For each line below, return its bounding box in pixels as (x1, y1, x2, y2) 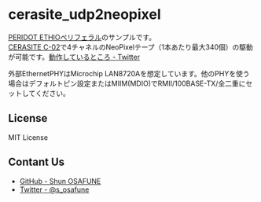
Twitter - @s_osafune (19, 185, 90, 194)
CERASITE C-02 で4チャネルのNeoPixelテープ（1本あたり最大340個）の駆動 (8, 42, 254, 52)
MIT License (8, 132, 49, 142)
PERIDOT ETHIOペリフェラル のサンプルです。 (8, 32, 156, 42)
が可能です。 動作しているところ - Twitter (8, 52, 140, 61)
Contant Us (8, 156, 65, 169)
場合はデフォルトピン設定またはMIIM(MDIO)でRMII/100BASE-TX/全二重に (8, 79, 246, 88)
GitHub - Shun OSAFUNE (19, 176, 101, 185)
